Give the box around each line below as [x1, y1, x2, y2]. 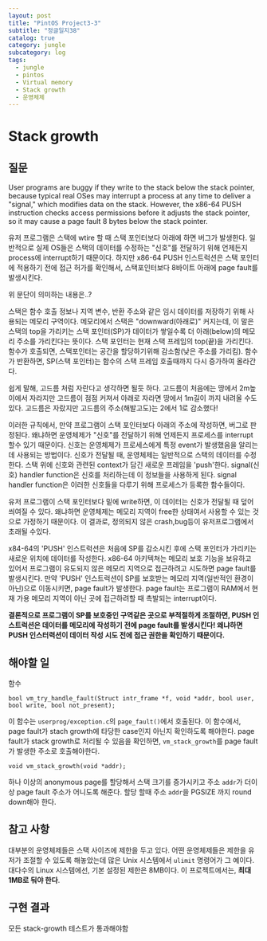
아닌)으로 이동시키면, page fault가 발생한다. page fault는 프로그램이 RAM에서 [8, 583, 250, 594]
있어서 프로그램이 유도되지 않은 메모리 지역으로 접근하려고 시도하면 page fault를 [8, 563, 257, 574]
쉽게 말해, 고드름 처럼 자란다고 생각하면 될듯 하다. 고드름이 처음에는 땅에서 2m [8, 383, 250, 393]
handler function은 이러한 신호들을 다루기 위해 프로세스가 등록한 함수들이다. [8, 480, 245, 490]
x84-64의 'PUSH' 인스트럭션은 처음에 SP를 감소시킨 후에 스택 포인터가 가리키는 [8, 543, 257, 554]
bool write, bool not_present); [8, 702, 116, 710]
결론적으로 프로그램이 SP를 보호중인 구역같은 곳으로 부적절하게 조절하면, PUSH [8, 610, 252, 620]
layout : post [8, 11, 52, 20]
